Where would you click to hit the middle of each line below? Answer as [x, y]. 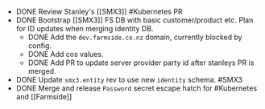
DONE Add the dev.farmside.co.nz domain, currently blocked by [135, 37]
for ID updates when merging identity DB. [85, 28]
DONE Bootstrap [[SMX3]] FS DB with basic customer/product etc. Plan [135, 20]
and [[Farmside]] [44, 97]
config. [40, 46]
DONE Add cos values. [66, 54]
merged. [42, 71]
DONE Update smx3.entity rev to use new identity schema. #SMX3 [129, 80]
